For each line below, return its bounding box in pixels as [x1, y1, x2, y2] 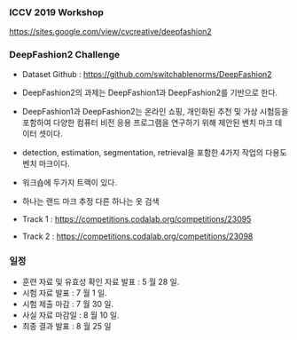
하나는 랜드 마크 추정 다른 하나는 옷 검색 [21, 195, 160, 206]
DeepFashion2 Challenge [9, 49, 121, 61]
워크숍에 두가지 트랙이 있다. [21, 177, 118, 187]
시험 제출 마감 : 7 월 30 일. [21, 298, 113, 309]
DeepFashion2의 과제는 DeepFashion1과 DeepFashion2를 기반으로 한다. [21, 87, 277, 98]
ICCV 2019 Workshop [9, 6, 105, 19]
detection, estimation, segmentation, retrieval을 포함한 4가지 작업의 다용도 [21, 146, 287, 157]
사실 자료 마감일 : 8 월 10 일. [21, 309, 120, 320]
